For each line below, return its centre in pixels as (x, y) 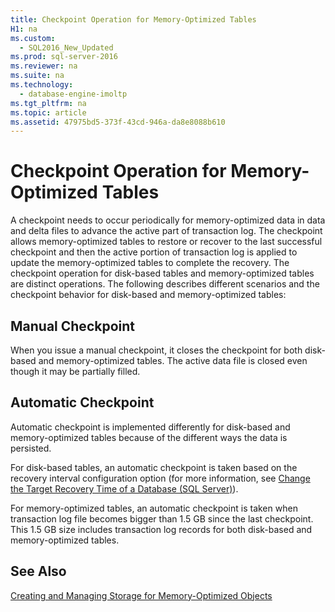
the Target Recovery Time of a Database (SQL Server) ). (124, 488)
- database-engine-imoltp (73, 94)
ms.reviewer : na (44, 66)
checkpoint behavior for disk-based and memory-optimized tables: (148, 295)
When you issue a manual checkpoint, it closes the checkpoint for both (156, 350)
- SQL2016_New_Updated (66, 47)
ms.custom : (33, 38)
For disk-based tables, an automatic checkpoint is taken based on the (154, 467)
